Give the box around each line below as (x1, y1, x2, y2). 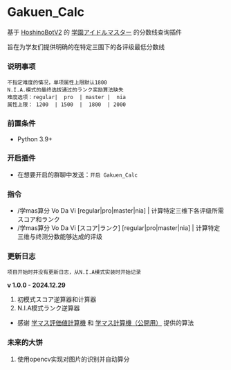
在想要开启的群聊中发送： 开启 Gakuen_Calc (17, 170, 138, 179)
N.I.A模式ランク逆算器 (17, 304, 80, 312)
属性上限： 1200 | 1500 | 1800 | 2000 (7, 101, 127, 108)
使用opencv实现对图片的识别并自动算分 (17, 355, 130, 363)
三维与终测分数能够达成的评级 (17, 233, 102, 241)
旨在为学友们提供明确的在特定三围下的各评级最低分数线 (7, 42, 165, 51)
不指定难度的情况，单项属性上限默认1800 (7, 79, 107, 87)
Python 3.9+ (17, 134, 53, 143)
